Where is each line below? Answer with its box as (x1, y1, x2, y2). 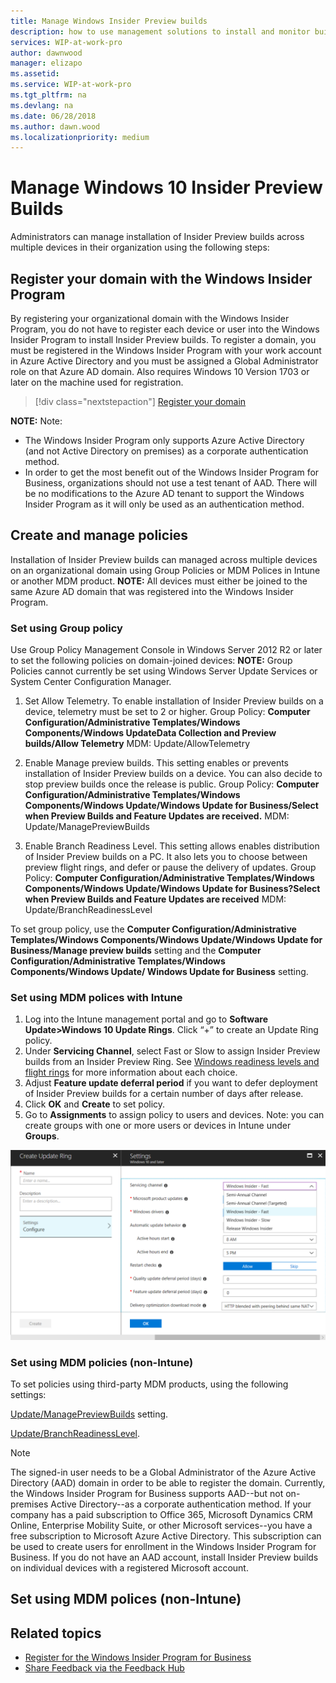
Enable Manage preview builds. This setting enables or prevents (24, 757, 289, 769)
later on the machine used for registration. (10, 376, 184, 388)
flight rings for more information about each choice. (24, 1066, 238, 1079)
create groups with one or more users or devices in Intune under (24, 1120, 292, 1132)
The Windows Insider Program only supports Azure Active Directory (24, 435, 305, 446)
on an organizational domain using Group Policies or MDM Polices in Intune (10, 564, 321, 576)
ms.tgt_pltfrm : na (10, 90, 87, 100)
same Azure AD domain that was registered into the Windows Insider (10, 585, 294, 597)
